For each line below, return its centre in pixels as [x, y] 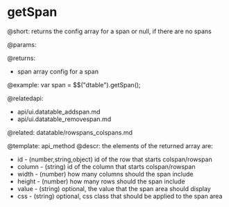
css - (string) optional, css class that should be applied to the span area [120, 196]
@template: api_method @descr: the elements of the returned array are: [110, 145]
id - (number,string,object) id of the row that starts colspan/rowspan [115, 159]
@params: [22, 44]
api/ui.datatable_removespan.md [64, 119]
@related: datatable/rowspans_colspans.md [70, 132]
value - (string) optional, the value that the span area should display [114, 188]
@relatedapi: [25, 98]
